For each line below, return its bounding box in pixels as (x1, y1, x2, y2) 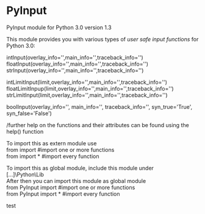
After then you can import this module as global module (6, 177, 146, 184)
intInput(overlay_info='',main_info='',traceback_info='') (6, 53, 143, 61)
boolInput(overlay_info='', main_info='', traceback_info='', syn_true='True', (6, 103, 193, 110)
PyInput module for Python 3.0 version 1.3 (6, 24, 112, 31)
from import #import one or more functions (6, 146, 115, 153)
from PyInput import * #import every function (6, 190, 120, 198)
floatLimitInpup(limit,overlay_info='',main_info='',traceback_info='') (6, 85, 174, 92)
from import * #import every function (6, 153, 99, 160)
